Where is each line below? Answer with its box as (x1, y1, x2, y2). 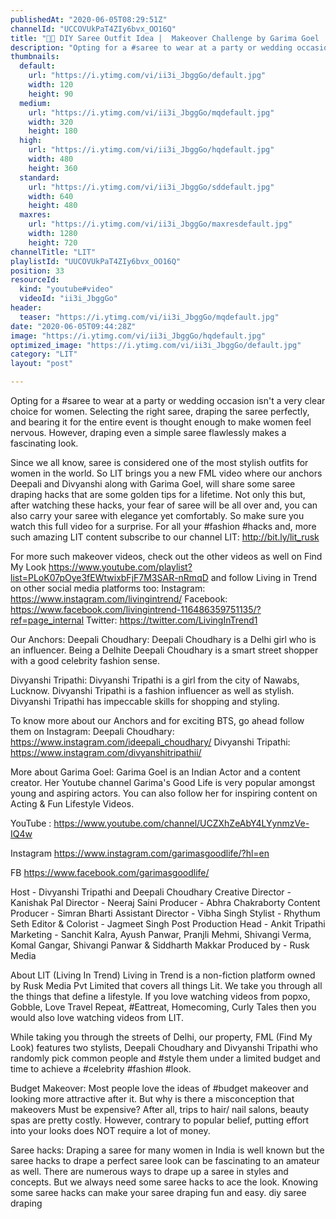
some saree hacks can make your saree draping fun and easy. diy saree (10, 1187, 307, 1198)
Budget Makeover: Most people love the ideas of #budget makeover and (10, 1082, 309, 1094)
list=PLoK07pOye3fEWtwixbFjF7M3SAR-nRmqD (10, 572, 209, 583)
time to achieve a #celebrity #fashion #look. (10, 1063, 192, 1075)
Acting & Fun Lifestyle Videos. (10, 798, 135, 810)
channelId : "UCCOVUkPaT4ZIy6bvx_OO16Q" (10, 24, 177, 34)
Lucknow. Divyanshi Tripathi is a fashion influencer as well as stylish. (10, 685, 295, 696)
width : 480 (28, 154, 74, 164)
